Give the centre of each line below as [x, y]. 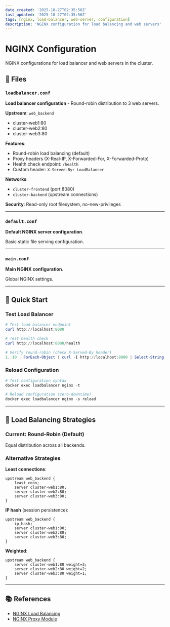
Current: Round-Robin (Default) [45, 434]
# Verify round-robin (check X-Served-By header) [59, 352]
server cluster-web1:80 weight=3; [51, 565]
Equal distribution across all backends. [46, 445]
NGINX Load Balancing [36, 614]
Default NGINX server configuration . [44, 232]
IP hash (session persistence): [37, 510]
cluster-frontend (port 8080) [44, 189]
